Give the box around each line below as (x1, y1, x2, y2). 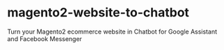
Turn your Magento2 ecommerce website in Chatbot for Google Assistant (7, 27, 218, 36)
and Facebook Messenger (7, 34, 82, 42)
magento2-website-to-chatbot (7, 5, 190, 21)
